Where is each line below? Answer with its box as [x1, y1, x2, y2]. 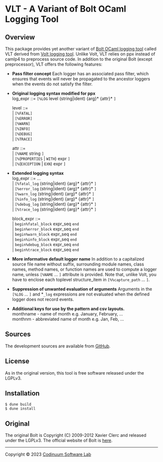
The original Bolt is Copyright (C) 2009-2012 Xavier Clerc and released [5, 432, 147, 438]
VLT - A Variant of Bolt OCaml [5, 3, 127, 15]
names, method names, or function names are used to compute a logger [12, 266, 157, 272]
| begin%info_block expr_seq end [12, 236, 77, 242]
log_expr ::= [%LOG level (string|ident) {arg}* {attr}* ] [12, 96, 116, 101]
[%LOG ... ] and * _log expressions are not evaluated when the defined [12, 291, 150, 297]
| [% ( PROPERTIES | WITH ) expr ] [12, 156, 70, 161]
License [5, 357, 30, 365]
